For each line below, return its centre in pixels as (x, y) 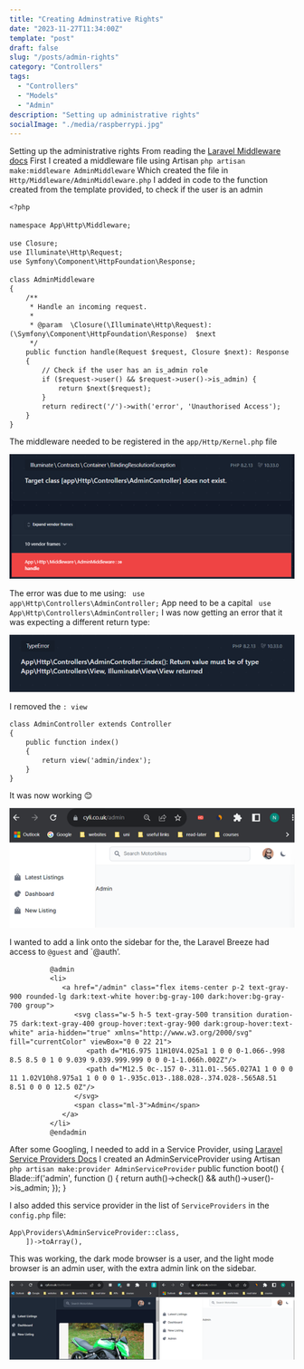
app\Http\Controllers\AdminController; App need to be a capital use (140, 603)
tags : (19, 77)
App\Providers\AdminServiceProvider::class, (95, 1232)
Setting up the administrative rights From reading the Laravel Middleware (145, 151)
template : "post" (42, 38)
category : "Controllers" (56, 67)
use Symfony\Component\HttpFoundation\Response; (103, 262)
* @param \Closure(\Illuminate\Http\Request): (121, 325)
